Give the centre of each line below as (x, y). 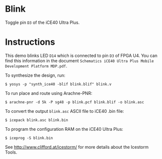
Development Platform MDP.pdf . (36, 66)
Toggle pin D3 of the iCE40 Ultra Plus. (42, 22)
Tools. (11, 152)
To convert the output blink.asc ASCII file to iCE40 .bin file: (65, 111)
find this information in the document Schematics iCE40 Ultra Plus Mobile (80, 61)
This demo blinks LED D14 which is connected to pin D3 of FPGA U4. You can (81, 55)
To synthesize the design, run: (35, 75)
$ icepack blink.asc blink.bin (37, 120)
